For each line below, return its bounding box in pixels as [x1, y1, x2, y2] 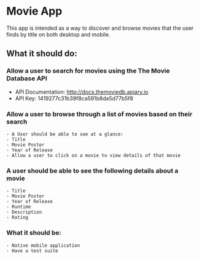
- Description [6, 209, 43, 215]
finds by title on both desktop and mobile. [6, 30, 111, 38]
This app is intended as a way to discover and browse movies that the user [6, 24, 194, 32]
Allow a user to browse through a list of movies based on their [6, 109, 193, 118]
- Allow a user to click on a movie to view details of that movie [6, 152, 181, 159]
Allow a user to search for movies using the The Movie [6, 67, 170, 75]
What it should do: [6, 49, 77, 59]
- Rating [6, 215, 29, 221]
